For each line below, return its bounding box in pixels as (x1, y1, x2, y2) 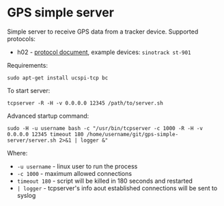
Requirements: (7, 61, 48, 69)
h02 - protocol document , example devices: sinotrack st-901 (16, 48, 191, 56)
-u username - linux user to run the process (16, 162, 138, 170)
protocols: (7, 34, 36, 42)
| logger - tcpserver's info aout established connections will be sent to (16, 183, 218, 192)
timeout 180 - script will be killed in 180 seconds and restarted (16, 177, 193, 185)
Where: (7, 149, 28, 157)
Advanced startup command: (7, 112, 89, 120)
